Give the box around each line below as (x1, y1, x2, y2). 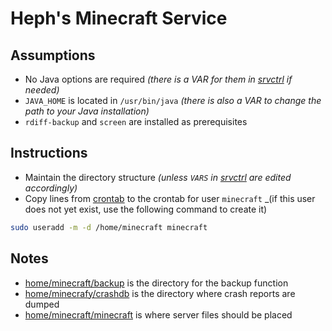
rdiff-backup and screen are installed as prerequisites (24, 116, 248, 127)
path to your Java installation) (24, 105, 150, 117)
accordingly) (24, 182, 78, 194)
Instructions (10, 145, 88, 162)
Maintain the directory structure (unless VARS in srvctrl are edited (24, 171, 292, 183)
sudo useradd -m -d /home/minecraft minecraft (10, 222, 208, 232)
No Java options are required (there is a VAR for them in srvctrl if (24, 73, 293, 85)
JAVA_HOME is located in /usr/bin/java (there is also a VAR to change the (24, 95, 322, 106)
